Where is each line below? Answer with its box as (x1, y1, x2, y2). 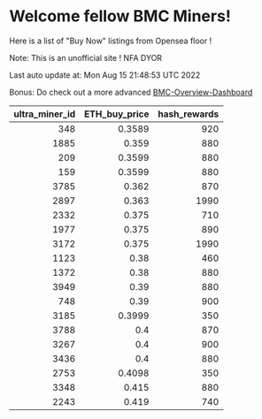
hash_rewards (158, 108, 220, 120)
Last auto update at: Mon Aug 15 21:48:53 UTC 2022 (9, 69, 201, 80)
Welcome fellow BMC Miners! (9, 6, 232, 27)
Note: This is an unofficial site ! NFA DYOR (9, 52, 162, 63)
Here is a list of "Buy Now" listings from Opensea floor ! (9, 35, 212, 46)
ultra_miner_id (13, 108, 76, 120)
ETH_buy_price (83, 108, 150, 120)
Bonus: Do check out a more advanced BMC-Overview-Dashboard (9, 87, 253, 97)
